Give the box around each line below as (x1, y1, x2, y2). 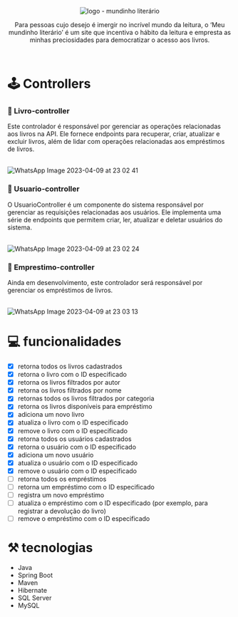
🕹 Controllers (7, 76, 91, 92)
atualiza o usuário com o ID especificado (17, 458, 138, 467)
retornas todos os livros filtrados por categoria (17, 394, 155, 403)
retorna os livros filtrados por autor (17, 378, 121, 387)
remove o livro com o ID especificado (17, 426, 128, 435)
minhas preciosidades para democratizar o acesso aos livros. (29, 36, 210, 44)
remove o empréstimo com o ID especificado (17, 514, 150, 523)
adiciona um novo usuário (17, 450, 94, 459)
